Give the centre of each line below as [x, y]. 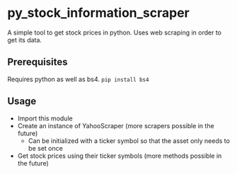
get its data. [25, 39]
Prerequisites [37, 62]
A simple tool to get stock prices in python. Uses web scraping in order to [114, 32]
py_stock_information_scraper [98, 13]
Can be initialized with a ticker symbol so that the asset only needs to [129, 141]
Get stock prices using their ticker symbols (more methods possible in [120, 156]
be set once [46, 148]
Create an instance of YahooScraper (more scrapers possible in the [116, 125]
